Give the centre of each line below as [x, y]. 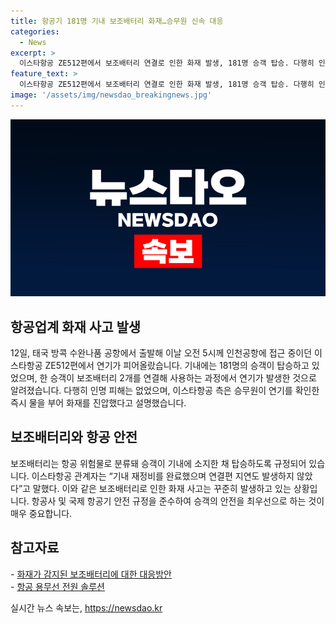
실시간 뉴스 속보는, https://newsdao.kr [86, 607]
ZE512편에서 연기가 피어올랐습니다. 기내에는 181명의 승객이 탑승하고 [177, 366]
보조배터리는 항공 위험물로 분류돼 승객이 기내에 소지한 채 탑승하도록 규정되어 [158, 463]
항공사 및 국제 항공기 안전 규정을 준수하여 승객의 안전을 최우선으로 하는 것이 [178, 501]
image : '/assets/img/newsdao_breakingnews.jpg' [111, 95]
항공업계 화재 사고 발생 [76, 326]
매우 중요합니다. [41, 513]
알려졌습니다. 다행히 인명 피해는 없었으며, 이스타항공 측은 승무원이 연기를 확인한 [165, 391]
